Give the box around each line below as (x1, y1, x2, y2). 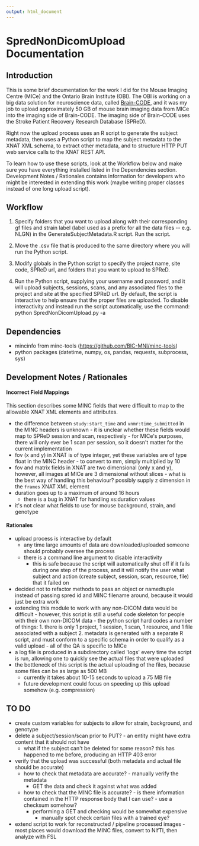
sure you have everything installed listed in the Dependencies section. (6, 166, 178, 173)
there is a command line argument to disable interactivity (23, 554, 163, 561)
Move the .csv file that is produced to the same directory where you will (14, 242, 190, 250)
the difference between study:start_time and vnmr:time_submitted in (14, 419, 184, 427)
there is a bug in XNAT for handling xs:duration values (23, 495, 156, 503)
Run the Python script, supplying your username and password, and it (14, 277, 185, 285)
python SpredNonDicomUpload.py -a (14, 310, 106, 317)
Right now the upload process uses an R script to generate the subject (6, 129, 178, 137)
